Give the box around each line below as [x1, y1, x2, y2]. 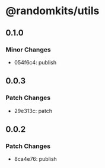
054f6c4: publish [14, 59, 57, 66]
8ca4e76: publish [14, 156, 57, 163]
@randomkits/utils [5, 4, 100, 18]
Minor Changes [5, 46, 51, 54]
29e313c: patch [14, 107, 53, 114]
